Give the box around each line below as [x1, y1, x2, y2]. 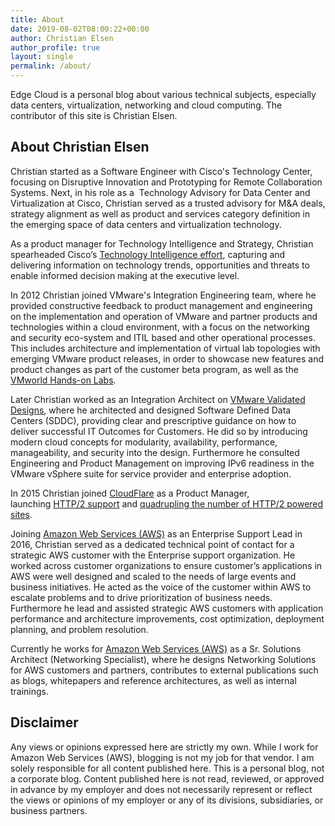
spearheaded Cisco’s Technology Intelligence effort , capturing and [10, 248, 286, 260]
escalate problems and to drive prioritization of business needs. [10, 591, 273, 603]
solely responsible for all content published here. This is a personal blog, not [10, 762, 325, 774]
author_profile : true [10, 42, 101, 53]
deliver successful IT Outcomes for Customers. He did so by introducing [10, 425, 308, 437]
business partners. [10, 804, 88, 816]
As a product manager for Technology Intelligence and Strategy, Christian [10, 237, 314, 250]
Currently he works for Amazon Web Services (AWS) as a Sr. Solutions [10, 642, 302, 655]
